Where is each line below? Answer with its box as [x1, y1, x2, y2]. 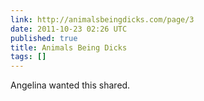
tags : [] [10, 52, 47, 62]
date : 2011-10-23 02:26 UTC [10, 24, 128, 34]
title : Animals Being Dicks [10, 42, 128, 53]
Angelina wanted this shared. [10, 79, 131, 91]
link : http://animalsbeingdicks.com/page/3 [10, 14, 195, 25]
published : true [10, 33, 78, 43]
